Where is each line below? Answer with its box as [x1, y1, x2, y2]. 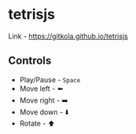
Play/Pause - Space [19, 74, 81, 84]
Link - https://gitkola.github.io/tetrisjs [8, 31, 128, 41]
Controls [8, 54, 52, 67]
